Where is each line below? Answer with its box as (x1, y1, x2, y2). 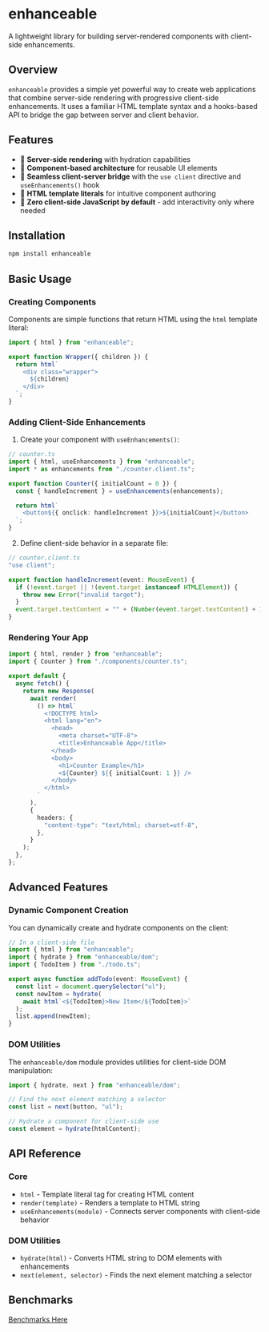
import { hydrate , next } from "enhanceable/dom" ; (8, 1081, 181, 1089)
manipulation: (8, 1065, 54, 1075)
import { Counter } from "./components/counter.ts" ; (8, 658, 188, 666)
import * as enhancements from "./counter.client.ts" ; (8, 465, 195, 473)
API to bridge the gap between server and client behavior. (8, 110, 199, 119)
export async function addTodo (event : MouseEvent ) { (8, 975, 188, 983)
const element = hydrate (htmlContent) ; (8, 1125, 142, 1133)
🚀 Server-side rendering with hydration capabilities (19, 154, 191, 164)
